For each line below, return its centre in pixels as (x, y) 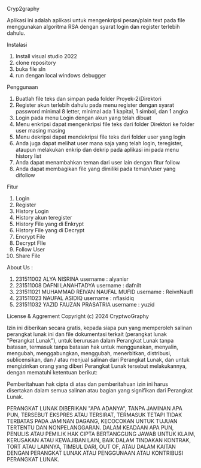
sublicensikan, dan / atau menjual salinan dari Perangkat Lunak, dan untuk (98, 360)
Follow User (30, 249)
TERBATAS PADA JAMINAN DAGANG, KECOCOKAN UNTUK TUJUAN (92, 421)
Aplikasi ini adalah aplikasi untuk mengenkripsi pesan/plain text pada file (96, 20)
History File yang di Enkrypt (50, 224)
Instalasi (17, 45)
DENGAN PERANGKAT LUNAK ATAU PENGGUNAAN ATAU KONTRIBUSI (95, 453)
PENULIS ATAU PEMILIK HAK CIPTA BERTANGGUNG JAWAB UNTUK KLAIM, (101, 434)
